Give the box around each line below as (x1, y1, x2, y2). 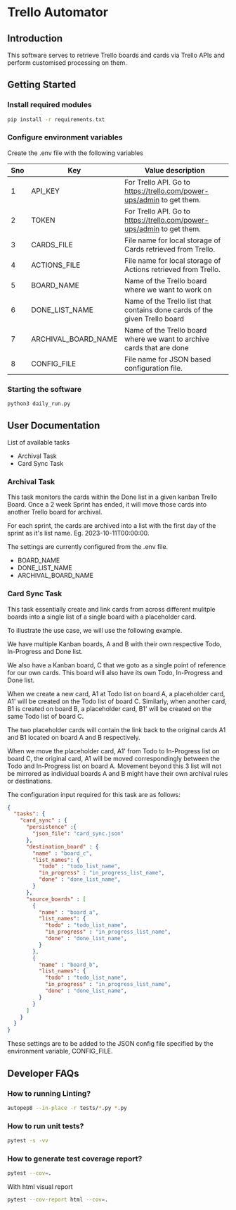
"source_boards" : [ (25, 896, 86, 903)
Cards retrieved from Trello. (124, 244, 216, 254)
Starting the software (7, 384, 82, 394)
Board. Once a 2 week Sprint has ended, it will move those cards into (7, 500, 207, 509)
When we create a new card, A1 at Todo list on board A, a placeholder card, (7, 689, 225, 698)
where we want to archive (124, 334, 209, 344)
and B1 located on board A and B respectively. (7, 733, 140, 741)
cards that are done (124, 342, 190, 352)
